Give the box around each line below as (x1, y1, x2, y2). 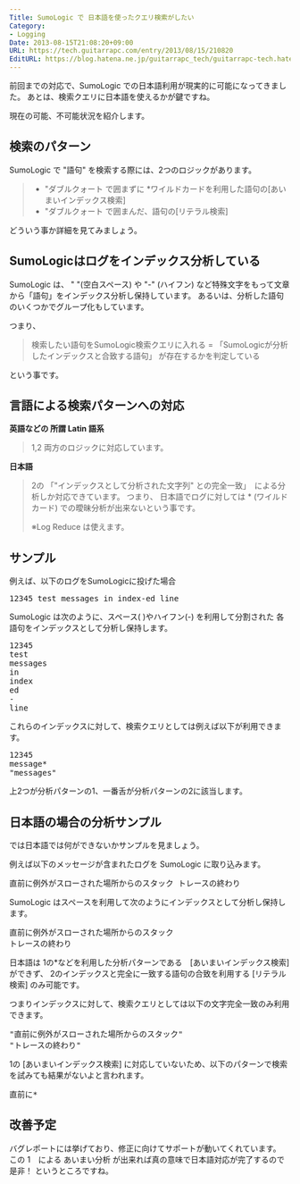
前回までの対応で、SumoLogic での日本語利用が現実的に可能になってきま (9, 80, 279, 90)
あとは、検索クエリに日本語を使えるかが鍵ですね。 (26, 91, 215, 102)
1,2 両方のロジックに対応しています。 (30, 442, 169, 453)
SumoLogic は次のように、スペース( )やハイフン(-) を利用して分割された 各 (9, 611, 285, 622)
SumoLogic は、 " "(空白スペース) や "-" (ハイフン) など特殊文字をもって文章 (9, 279, 290, 290)
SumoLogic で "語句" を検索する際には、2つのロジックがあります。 (9, 164, 257, 175)
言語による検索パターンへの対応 (9, 399, 185, 414)
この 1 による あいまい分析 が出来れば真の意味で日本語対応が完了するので (9, 1154, 286, 1164)
